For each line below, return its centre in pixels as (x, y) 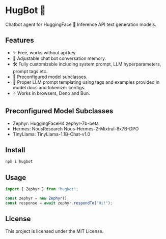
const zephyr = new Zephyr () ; (37, 198)
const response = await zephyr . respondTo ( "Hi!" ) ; (59, 203)
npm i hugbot (19, 162)
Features (20, 40)
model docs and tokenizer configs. (49, 87)
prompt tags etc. (30, 71)
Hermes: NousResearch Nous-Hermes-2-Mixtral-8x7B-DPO (76, 128)
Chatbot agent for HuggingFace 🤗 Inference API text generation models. (81, 24)
